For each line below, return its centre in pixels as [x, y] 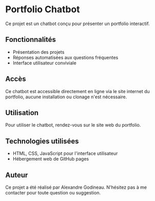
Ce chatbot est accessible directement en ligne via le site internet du [77, 91]
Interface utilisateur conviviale [45, 63]
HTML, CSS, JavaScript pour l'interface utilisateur [65, 153]
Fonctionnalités [31, 40]
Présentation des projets [39, 52]
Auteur [17, 175]
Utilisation [22, 113]
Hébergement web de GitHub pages [51, 159]
